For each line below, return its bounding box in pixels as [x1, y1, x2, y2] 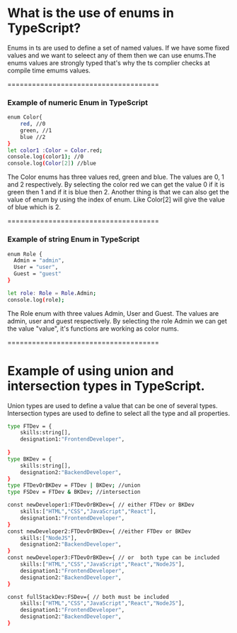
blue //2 [20, 133, 46, 141]
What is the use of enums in [7, 5, 175, 21]
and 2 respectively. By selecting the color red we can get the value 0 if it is [7, 180, 225, 189]
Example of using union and [7, 363, 174, 379]
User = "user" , [13, 264, 59, 271]
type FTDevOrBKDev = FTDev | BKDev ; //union [7, 482, 141, 489]
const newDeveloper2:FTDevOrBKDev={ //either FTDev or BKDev [7, 527, 192, 535]
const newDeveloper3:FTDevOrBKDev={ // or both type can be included [7, 554, 220, 561]
